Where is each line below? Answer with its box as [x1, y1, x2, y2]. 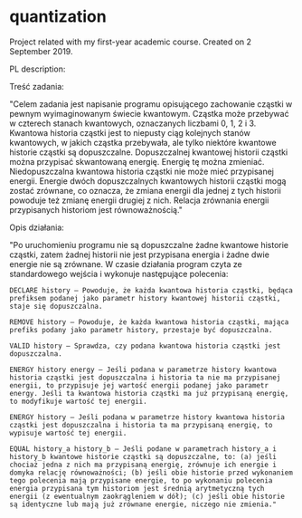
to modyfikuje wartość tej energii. [9, 397, 147, 406]
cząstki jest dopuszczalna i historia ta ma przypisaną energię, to [9, 420, 273, 429]
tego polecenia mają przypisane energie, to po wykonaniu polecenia [9, 475, 273, 485]
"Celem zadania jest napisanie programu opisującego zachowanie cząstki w [9, 98, 293, 110]
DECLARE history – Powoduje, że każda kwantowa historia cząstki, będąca [9, 285, 294, 295]
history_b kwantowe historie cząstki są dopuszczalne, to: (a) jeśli [9, 452, 278, 461]
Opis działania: [9, 222, 65, 233]
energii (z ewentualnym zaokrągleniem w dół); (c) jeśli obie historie [9, 492, 285, 501]
